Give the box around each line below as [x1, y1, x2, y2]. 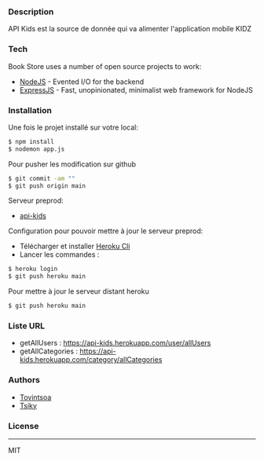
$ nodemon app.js [8, 145, 65, 153]
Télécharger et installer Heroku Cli [19, 242, 130, 251]
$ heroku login [8, 265, 58, 273]
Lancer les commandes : [19, 250, 100, 259]
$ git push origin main [8, 181, 86, 190]
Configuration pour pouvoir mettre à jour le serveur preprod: [8, 226, 203, 236]
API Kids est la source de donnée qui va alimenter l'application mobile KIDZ [8, 24, 252, 34]
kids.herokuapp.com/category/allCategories [19, 355, 163, 364]
